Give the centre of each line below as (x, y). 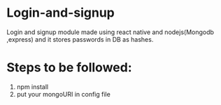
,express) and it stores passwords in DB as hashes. (80, 39)
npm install (33, 87)
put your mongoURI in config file (64, 94)
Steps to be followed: (69, 68)
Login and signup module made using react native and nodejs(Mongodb (110, 32)
